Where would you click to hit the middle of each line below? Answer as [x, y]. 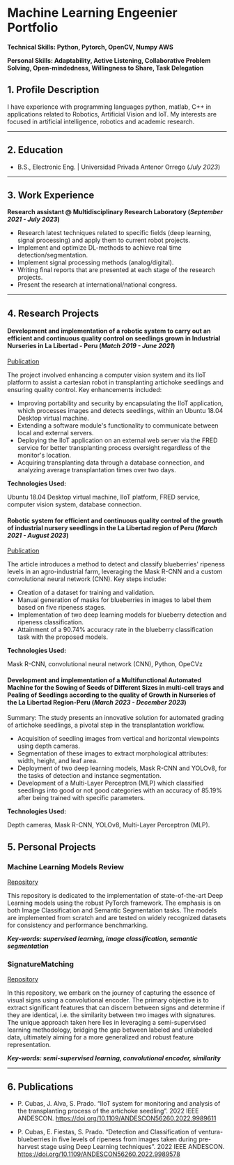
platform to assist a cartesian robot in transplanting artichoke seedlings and [116, 382]
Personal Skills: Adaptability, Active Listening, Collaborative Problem [109, 60]
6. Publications [40, 1087]
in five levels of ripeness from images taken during [124, 1139]
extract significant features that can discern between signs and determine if [116, 1008]
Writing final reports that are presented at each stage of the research [116, 270]
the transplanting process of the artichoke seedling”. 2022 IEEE [108, 1111]
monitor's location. [44, 455]
